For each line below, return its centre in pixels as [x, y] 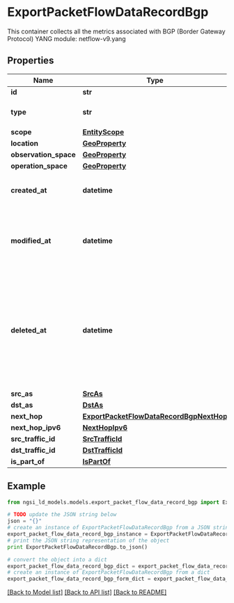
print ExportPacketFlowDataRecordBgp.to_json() [78, 547]
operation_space [39, 166]
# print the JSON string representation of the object [88, 540]
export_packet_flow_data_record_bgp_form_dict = [79, 579]
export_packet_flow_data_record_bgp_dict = [71, 566]
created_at [29, 190]
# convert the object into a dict [57, 560]
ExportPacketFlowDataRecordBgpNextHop [155, 416]
